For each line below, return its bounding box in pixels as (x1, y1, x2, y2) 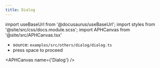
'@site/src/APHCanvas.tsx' (5, 32, 62, 38)
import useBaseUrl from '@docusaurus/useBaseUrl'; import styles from (5, 21, 155, 27)
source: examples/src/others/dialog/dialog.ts (12, 41, 112, 48)
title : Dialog (5, 7, 36, 13)
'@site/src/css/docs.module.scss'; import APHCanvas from (5, 26, 130, 33)
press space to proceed (12, 47, 63, 53)
